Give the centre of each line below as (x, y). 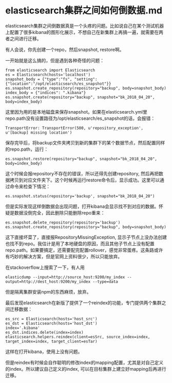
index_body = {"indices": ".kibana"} (46, 93)
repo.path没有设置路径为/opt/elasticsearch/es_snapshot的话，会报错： (80, 118)
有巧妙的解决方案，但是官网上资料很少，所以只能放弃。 (64, 256)
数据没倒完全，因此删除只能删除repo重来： (60, 213)
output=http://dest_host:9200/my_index (48, 281)
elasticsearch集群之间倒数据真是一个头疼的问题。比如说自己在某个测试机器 (85, 26)
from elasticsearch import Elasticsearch (50, 70)
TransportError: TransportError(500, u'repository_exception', (74, 128)
